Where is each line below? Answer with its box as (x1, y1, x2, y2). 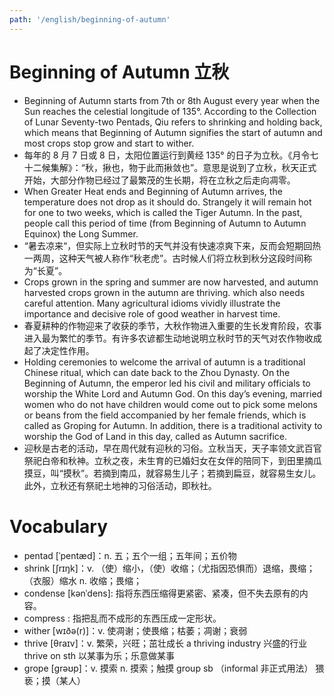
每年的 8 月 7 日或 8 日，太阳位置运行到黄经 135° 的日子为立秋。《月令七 (23, 149, 319, 161)
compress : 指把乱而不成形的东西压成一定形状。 (23, 612, 222, 624)
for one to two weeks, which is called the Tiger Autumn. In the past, (23, 206, 303, 218)
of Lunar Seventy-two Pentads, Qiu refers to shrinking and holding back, (23, 116, 323, 128)
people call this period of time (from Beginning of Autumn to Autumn (23, 217, 307, 229)
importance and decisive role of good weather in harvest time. (23, 307, 281, 320)
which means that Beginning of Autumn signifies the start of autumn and (23, 126, 323, 138)
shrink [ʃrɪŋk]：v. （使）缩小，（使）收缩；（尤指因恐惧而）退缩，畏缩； (23, 562, 316, 574)
